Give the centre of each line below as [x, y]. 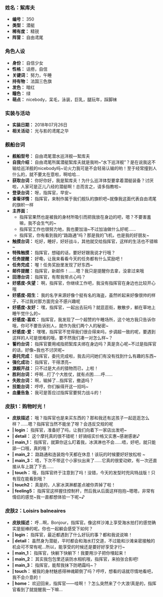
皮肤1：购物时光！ [26, 407]
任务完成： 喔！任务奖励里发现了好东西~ [52, 265]
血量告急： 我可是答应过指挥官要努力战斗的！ [57, 392]
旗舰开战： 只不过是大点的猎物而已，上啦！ [55, 368]
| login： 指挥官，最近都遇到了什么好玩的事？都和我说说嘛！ [72, 535]
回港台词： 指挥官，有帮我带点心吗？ [49, 277]
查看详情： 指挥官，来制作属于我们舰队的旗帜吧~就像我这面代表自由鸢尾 [84, 199]
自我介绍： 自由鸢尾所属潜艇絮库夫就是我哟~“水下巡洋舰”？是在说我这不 [84, 162]
